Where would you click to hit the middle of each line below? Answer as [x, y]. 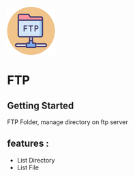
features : [28, 144]
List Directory [36, 160]
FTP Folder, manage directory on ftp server [67, 122]
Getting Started [41, 105]
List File [28, 167]
